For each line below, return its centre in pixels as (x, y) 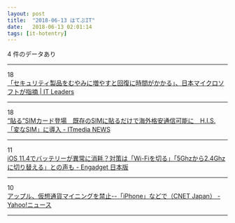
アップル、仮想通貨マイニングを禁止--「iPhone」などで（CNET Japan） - (114, 196)
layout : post (26, 14)
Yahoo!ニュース (29, 205)
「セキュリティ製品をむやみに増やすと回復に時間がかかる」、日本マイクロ (113, 83)
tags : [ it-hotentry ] (37, 33)
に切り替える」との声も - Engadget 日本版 (68, 167)
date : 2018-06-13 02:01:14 (50, 27)
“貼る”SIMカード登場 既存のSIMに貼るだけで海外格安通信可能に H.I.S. (112, 121)
